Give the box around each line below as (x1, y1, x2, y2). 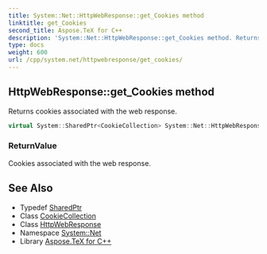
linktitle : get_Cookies (8, 19, 87, 27)
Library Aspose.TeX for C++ (19, 236, 112, 246)
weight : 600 (8, 48, 48, 56)
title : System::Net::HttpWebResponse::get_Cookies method (8, 11, 204, 20)
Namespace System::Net (19, 228, 102, 237)
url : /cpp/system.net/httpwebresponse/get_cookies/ (8, 56, 183, 64)
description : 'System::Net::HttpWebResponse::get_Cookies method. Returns (8, 33, 261, 42)
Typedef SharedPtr (19, 202, 83, 212)
